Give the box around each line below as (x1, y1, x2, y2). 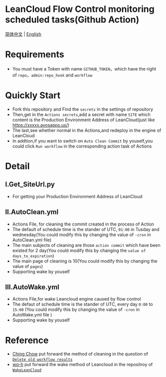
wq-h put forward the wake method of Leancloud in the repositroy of (12, 362, 153, 368)
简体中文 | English (5, 31, 42, 37)
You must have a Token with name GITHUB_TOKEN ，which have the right (12, 66, 157, 72)
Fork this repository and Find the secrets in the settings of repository (12, 106, 154, 112)
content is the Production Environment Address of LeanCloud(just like (12, 117, 155, 123)
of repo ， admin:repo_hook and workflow (12, 72, 93, 78)
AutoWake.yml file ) (12, 312, 52, 318)
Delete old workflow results (12, 357, 73, 362)
